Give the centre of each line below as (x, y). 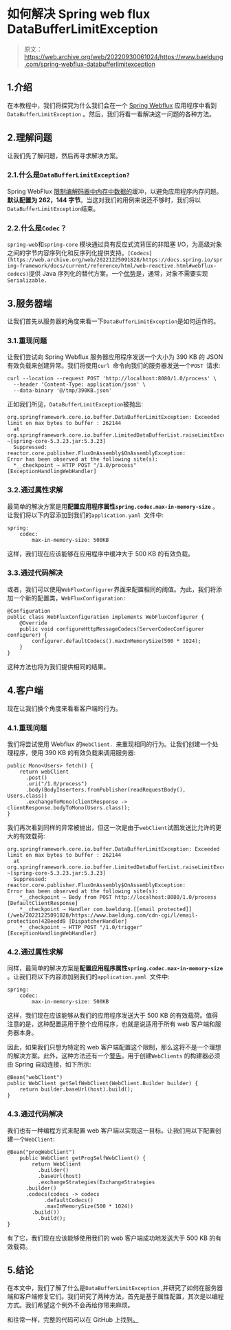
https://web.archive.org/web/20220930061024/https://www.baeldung (123, 56)
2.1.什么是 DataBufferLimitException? (69, 175)
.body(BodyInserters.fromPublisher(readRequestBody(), (106, 789)
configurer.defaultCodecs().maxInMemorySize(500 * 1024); (117, 641)
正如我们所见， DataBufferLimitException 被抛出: (75, 404)
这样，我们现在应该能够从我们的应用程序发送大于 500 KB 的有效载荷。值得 (113, 1016)
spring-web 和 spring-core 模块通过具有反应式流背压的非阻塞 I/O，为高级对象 (114, 244)
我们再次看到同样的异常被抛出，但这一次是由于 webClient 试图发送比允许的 (111, 827)
